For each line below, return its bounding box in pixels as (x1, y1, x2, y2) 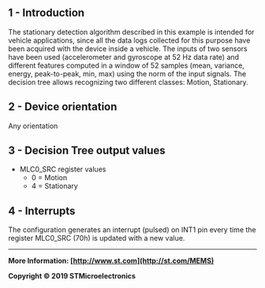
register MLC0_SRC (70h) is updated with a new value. (8, 234, 185, 243)
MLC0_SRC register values (19, 164, 106, 174)
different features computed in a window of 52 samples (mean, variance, (8, 61, 244, 70)
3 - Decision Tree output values (8, 144, 166, 157)
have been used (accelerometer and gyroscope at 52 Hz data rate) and (8, 52, 239, 61)
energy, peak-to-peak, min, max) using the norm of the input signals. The (8, 68, 247, 78)
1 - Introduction (8, 6, 85, 20)
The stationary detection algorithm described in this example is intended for (8, 27, 255, 36)
